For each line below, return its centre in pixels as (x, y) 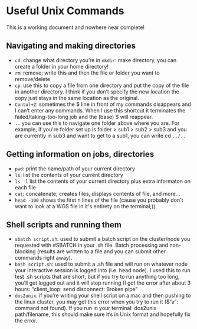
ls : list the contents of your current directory (69, 175)
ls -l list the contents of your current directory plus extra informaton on (102, 181)
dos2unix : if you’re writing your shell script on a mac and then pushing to (103, 296)
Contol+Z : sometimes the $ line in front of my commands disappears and (103, 104)
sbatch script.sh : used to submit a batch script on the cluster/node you (102, 239)
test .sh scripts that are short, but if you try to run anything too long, (97, 277)
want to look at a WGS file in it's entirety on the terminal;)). (86, 206)
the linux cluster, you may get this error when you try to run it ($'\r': (96, 302)
